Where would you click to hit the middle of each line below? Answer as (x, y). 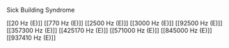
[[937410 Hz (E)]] (31, 38)
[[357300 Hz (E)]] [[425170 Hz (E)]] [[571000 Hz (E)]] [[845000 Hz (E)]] (110, 31)
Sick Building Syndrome (41, 10)
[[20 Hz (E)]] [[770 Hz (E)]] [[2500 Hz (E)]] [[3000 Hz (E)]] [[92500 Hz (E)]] (115, 23)
